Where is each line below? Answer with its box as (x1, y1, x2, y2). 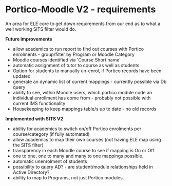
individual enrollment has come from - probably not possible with (12, 95, 151, 101)
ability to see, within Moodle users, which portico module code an (12, 89, 152, 95)
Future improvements (5, 36, 52, 42)
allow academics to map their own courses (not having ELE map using (12, 136, 161, 142)
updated (12, 73, 31, 79)
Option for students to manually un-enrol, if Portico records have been (12, 68, 162, 74)
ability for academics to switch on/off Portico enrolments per (12, 126, 142, 132)
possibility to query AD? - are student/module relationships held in (12, 163, 153, 170)
